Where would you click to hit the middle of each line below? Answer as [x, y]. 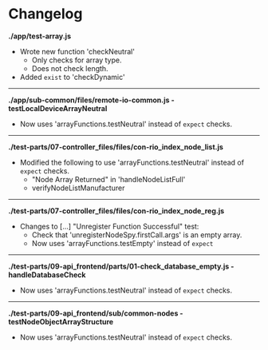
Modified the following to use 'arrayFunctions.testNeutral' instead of [132, 162]
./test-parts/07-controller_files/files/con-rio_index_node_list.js [116, 147]
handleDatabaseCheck [47, 274]
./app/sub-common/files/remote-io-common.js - [91, 100]
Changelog [45, 14]
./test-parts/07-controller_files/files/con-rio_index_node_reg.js [116, 211]
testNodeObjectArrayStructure [61, 321]
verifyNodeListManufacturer [78, 188]
